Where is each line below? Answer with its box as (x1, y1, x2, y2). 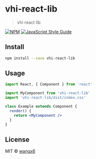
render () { (9, 108, 32, 113)
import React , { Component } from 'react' (5, 82, 93, 87)
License (5, 135, 30, 143)
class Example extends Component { (5, 104, 77, 109)
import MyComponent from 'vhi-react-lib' (5, 91, 91, 95)
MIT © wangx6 (5, 148, 36, 154)
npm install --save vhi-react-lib (5, 56, 76, 61)
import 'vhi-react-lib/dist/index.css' (5, 95, 86, 100)
